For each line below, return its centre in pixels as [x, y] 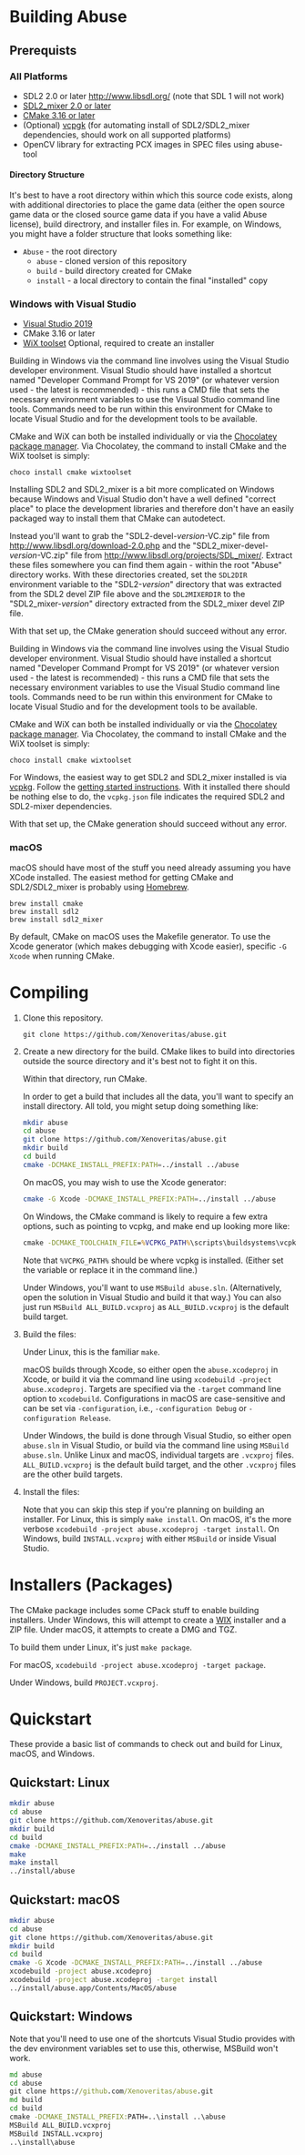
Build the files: [50, 1334]
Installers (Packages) [91, 1585]
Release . [96, 1418]
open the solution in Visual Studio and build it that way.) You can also [152, 1297]
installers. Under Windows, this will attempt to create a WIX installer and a [148, 1620]
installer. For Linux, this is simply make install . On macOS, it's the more [157, 1519]
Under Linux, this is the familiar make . [91, 1352]
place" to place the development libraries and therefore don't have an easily [152, 509]
